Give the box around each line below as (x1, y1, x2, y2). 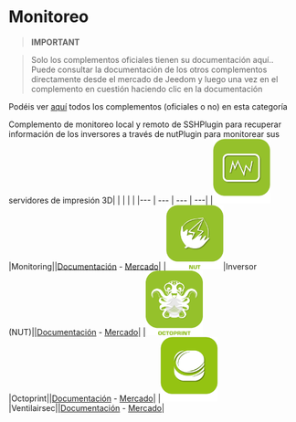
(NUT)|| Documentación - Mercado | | (8, 327, 146, 338)
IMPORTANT (30, 37, 80, 47)
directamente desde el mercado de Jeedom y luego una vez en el (30, 73, 279, 84)
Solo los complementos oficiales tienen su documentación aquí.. (30, 54, 274, 65)
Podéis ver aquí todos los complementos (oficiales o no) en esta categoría (8, 100, 289, 111)
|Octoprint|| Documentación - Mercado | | (8, 393, 162, 404)
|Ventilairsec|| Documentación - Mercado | (8, 402, 165, 413)
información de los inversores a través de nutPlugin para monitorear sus (8, 128, 280, 139)
